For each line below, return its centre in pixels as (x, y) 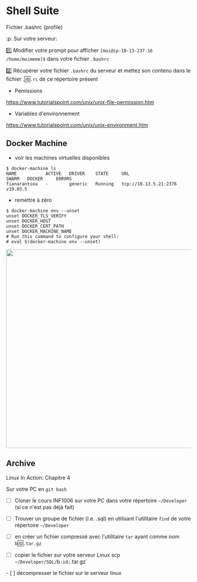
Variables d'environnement (47, 114)
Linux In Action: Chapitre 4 (38, 477)
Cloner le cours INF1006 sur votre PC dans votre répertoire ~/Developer (101, 500)
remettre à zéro (33, 200)
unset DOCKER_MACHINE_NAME (39, 231)
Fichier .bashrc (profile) (35, 27)
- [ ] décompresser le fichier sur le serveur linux (64, 573)
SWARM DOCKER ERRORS (39, 179)
